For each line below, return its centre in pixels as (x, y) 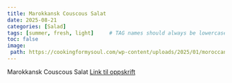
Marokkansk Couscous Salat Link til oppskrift (71, 72)
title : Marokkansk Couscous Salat (57, 13)
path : (18, 53)
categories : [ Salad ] (37, 26)
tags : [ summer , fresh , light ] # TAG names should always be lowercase (117, 33)
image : (17, 46)
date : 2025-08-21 (32, 20)
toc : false (23, 39)
